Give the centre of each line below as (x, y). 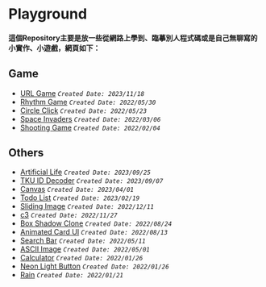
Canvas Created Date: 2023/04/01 (77, 189)
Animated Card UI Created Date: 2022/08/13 (94, 232)
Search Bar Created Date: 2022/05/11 (83, 241)
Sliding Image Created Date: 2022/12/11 (87, 206)
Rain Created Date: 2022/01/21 (72, 275)
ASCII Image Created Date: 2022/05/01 (85, 249)
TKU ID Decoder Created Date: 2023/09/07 (91, 181)
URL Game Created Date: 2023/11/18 (82, 93)
